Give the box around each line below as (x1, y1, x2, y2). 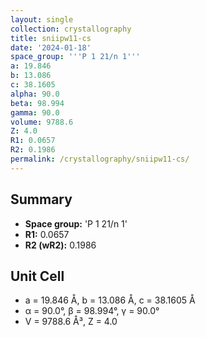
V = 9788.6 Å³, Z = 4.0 (24, 316, 118, 328)
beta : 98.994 (10, 98, 65, 108)
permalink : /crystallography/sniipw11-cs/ (10, 154, 190, 164)
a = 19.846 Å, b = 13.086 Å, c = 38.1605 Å (24, 294, 196, 306)
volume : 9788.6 (10, 117, 74, 127)
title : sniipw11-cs (10, 33, 92, 43)
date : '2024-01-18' (10, 42, 92, 53)
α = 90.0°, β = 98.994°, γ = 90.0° (24, 305, 160, 317)
